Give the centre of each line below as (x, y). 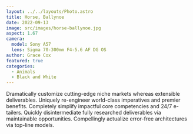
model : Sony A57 (31, 45)
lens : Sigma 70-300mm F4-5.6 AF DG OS (59, 50)
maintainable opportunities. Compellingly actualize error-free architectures (96, 119)
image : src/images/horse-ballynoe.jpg (54, 28)
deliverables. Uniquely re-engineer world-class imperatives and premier (93, 100)
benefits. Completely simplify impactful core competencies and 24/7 (89, 106)
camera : (16, 39)
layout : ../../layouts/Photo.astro (50, 11)
